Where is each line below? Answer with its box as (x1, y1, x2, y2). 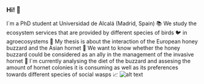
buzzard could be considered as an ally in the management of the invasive (6, 51, 194, 58)
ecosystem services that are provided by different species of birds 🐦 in (6, 29, 188, 36)
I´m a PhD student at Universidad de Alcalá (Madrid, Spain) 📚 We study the (6, 20, 197, 27)
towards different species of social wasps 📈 (6, 71, 118, 78)
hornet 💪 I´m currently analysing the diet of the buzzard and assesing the (6, 58, 191, 65)
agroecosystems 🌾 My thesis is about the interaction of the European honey (6, 38, 198, 45)
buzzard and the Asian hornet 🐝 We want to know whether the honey (6, 44, 181, 52)
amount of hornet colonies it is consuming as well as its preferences (6, 64, 179, 71)
